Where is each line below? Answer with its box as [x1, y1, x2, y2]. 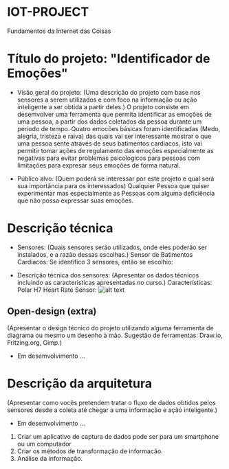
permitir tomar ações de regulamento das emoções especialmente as [17, 146, 215, 155]
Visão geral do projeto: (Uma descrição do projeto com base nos [17, 88, 201, 96]
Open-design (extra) [7, 306, 97, 317]
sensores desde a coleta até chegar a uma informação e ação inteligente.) [7, 406, 218, 414]
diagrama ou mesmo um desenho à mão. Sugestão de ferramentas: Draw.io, [7, 331, 223, 339]
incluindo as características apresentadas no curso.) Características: [17, 278, 212, 286]
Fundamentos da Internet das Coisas [7, 27, 111, 35]
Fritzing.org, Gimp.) [7, 338, 63, 347]
